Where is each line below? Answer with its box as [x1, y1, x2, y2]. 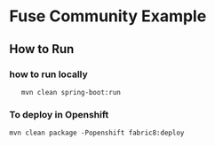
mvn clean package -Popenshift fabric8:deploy [9, 128, 185, 138]
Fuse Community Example [9, 6, 207, 27]
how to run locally [9, 68, 89, 81]
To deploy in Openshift [9, 108, 109, 120]
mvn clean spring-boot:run [20, 88, 122, 96]
